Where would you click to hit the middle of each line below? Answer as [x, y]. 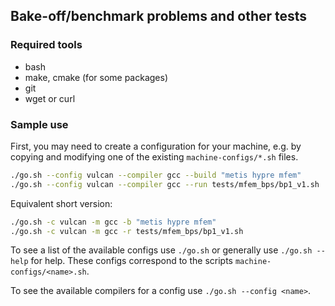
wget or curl [50, 98]
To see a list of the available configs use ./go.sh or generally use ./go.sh [161, 250]
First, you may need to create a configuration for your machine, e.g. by [156, 146]
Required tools [46, 45]
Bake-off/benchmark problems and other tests [159, 16]
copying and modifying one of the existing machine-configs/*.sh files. [154, 156]
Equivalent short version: [61, 203]
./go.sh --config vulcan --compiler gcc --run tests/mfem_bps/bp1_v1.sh [165, 184]
